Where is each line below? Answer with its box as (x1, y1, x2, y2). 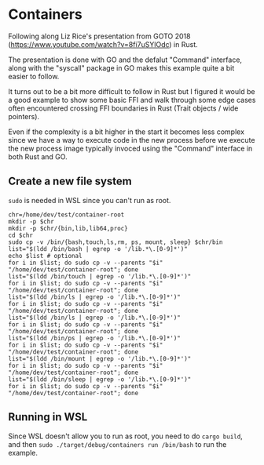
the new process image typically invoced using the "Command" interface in (8, 143, 253, 153)
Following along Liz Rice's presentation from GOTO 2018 (8, 31, 191, 41)
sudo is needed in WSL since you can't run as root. (8, 195, 171, 205)
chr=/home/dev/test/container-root (8, 210, 125, 219)
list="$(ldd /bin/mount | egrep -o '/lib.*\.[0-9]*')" (8, 354, 192, 362)
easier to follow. (8, 71, 60, 81)
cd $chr (8, 231, 34, 239)
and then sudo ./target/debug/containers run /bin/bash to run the (8, 439, 227, 449)
